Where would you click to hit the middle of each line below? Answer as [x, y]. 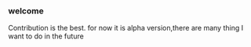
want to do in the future [46, 36]
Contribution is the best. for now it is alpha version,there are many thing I [126, 28]
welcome [26, 11]
